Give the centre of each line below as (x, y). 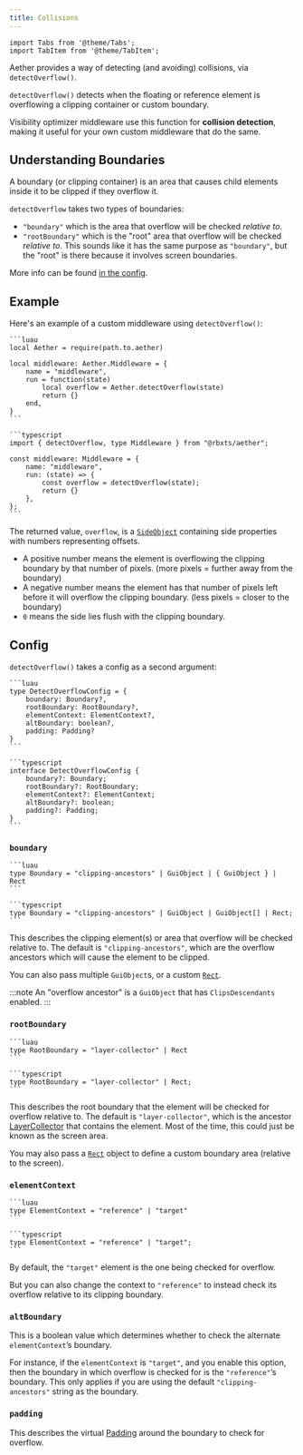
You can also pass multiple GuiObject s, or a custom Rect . (115, 975)
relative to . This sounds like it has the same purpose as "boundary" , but (155, 246)
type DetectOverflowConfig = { (68, 692)
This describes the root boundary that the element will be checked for (139, 1107)
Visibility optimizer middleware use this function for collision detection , (142, 122)
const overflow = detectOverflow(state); (121, 483)
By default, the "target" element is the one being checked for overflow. (142, 1267)
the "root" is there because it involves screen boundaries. (130, 256)
